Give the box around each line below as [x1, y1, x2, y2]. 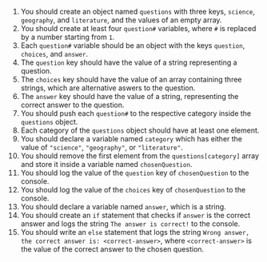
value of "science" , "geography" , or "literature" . [20, 143, 183, 152]
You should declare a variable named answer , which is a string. [20, 202, 226, 211]
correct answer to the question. [20, 100, 125, 109]
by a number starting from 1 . [20, 32, 115, 42]
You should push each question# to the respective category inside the [20, 109, 252, 118]
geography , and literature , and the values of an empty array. [20, 15, 222, 25]
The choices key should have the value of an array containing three [20, 75, 242, 84]
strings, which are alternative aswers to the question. [20, 83, 196, 93]
